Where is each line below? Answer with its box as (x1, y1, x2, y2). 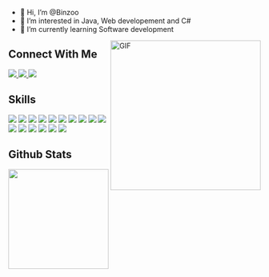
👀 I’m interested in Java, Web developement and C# (19, 16, 191, 26)
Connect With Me (8, 48, 98, 61)
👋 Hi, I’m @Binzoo (19, 8, 79, 17)
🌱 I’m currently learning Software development (19, 25, 174, 34)
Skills (8, 93, 36, 107)
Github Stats (8, 148, 72, 161)
